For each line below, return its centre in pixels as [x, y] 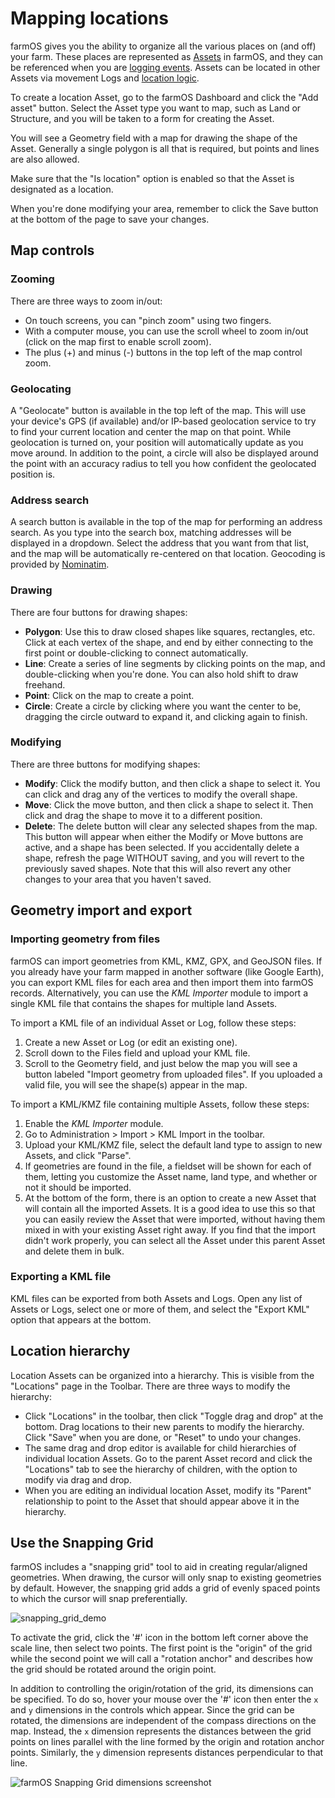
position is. [33, 474]
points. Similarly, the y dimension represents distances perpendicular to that [167, 1753]
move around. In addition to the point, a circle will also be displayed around [164, 453]
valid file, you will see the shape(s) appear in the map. [136, 1084]
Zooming [32, 279]
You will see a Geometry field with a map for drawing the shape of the [154, 138]
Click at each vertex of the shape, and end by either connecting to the [169, 642]
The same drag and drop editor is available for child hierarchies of [160, 1448]
